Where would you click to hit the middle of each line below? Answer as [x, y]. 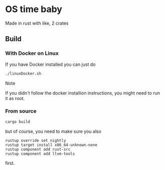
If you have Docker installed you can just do [50, 64]
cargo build [18, 122]
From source [21, 111]
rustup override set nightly [36, 140]
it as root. [15, 98]
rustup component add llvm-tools [40, 154]
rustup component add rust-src [38, 149]
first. [10, 163]
